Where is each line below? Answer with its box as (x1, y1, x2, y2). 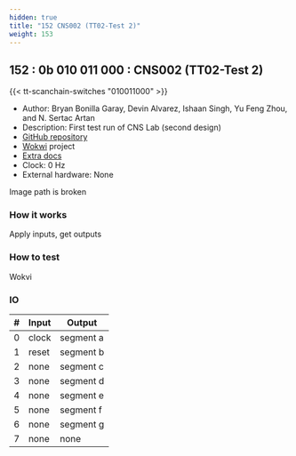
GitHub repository (21, 132, 88, 142)
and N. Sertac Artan (21, 113, 95, 124)
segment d (59, 375, 105, 388)
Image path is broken (9, 187, 87, 197)
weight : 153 (9, 29, 53, 38)
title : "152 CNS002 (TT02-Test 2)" (9, 21, 141, 30)
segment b (59, 346, 105, 358)
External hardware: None (21, 170, 114, 180)
